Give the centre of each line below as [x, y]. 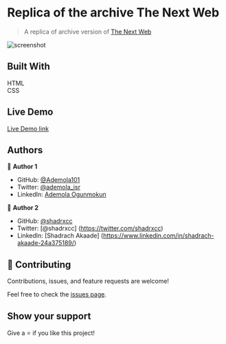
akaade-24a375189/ [45, 243]
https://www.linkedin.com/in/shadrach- [158, 236]
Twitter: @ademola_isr [49, 187]
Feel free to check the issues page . [57, 295]
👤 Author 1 [22, 167]
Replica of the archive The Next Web [113, 13]
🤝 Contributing [39, 265]
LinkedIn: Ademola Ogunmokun [61, 194]
